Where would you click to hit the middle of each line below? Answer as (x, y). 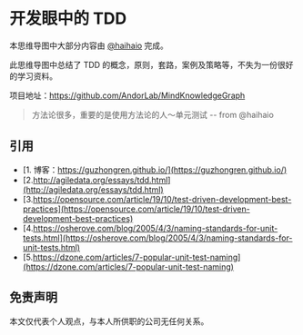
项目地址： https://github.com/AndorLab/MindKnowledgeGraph (127, 95)
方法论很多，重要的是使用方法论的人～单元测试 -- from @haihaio (153, 114)
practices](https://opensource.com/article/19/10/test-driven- (136, 209)
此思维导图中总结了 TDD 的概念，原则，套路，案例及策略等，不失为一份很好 (151, 64)
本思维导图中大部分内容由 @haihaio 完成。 (89, 45)
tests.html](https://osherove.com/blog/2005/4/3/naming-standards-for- (157, 238)
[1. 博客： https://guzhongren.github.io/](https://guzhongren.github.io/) (155, 170)
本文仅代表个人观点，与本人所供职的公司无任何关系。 (109, 321)
